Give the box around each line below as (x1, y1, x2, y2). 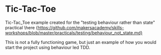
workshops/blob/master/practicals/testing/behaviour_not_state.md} (5, 30, 143, 36)
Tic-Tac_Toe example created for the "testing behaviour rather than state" (5, 19, 156, 25)
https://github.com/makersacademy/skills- (38, 24, 124, 30)
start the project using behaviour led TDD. (5, 44, 90, 50)
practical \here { (5, 24, 38, 30)
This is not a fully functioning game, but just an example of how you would (5, 39, 157, 45)
